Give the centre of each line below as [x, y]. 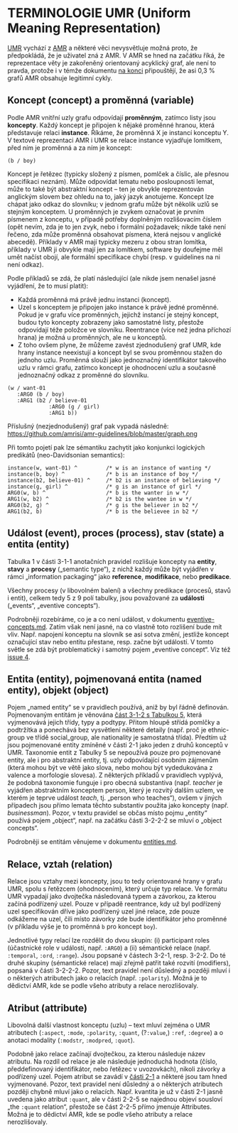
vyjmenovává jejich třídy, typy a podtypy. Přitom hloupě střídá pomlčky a [114, 722]
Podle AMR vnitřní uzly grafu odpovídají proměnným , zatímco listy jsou [112, 117]
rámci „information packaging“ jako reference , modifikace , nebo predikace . [119, 576]
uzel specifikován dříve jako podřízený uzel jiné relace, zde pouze [104, 911]
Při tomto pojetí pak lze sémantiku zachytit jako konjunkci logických [106, 447]
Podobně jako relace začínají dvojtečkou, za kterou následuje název [107, 1054]
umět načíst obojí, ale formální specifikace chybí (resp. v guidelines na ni [114, 256]
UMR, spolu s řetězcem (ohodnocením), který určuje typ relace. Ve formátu [117, 889]
